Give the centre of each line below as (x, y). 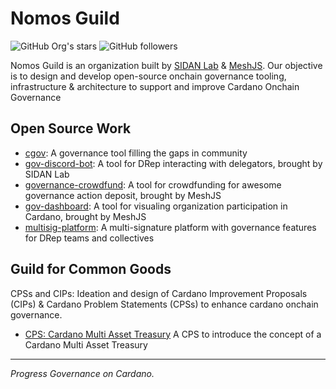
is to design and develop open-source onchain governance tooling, (148, 76)
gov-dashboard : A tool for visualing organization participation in (156, 206)
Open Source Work (71, 128)
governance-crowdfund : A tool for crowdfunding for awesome (153, 184)
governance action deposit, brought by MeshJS (123, 195)
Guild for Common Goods (91, 269)
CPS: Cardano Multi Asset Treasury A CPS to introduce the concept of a (173, 334)
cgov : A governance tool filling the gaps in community (136, 153)
